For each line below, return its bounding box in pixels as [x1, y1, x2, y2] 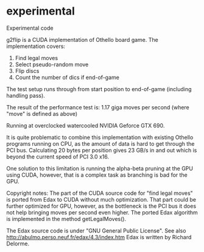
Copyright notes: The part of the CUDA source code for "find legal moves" [6, 189, 193, 197]
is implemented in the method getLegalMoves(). [6, 215, 127, 222]
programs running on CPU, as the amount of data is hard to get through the [6, 140, 195, 147]
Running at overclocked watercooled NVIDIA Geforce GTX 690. [6, 121, 165, 129]
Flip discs [15, 67, 40, 74]
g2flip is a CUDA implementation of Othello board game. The [6, 36, 158, 43]
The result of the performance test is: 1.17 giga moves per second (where [6, 103, 190, 111]
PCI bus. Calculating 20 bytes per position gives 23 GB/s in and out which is [6, 146, 197, 154]
